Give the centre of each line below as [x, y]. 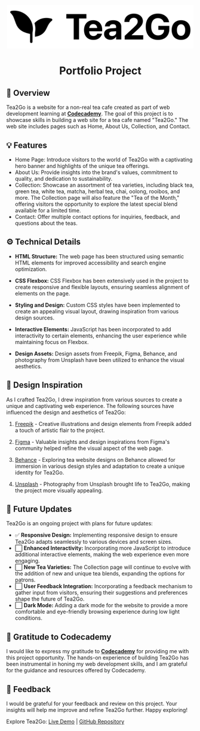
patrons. [25, 580]
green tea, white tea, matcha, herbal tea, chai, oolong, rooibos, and [97, 191]
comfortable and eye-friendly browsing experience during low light [97, 612]
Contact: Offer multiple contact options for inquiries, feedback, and [97, 217]
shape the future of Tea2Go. [50, 599]
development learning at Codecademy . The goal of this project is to [90, 114]
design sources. [35, 318]
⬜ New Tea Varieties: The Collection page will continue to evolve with [103, 567]
